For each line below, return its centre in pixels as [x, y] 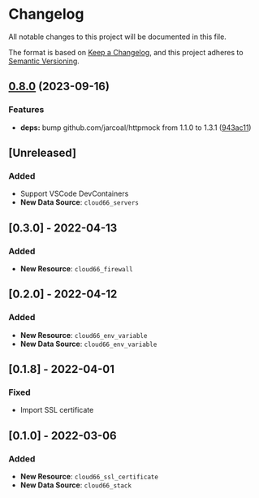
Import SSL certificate [57, 410]
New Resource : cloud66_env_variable [84, 335]
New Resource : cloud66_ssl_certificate [89, 477]
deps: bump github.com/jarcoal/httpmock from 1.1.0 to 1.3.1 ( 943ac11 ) [136, 128]
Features [26, 110]
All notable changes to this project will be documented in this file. [118, 37]
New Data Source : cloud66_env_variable [88, 344]
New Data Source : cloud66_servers [80, 202]
